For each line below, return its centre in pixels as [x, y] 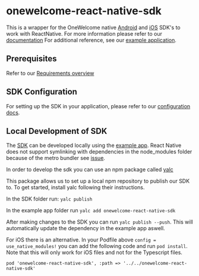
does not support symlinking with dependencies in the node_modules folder [99, 152]
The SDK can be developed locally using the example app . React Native [94, 145]
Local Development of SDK [57, 131]
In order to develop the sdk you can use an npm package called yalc [90, 170]
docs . [13, 112]
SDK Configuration [42, 92]
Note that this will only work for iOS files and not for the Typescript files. [94, 253]
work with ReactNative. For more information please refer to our [84, 33]
